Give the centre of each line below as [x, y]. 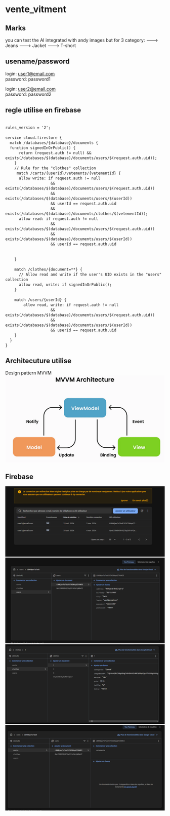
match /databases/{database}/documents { [54, 143]
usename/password [37, 62]
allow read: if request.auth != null [58, 219]
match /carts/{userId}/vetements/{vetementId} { [69, 173]
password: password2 [28, 94]
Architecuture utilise [38, 361]
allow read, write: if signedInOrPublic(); [65, 285]
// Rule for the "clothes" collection [55, 168]
